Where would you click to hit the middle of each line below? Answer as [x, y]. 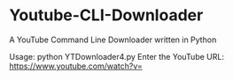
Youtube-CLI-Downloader [106, 15]
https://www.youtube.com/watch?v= [76, 66]
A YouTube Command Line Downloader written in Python [113, 40]
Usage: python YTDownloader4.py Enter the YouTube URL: [116, 56]
